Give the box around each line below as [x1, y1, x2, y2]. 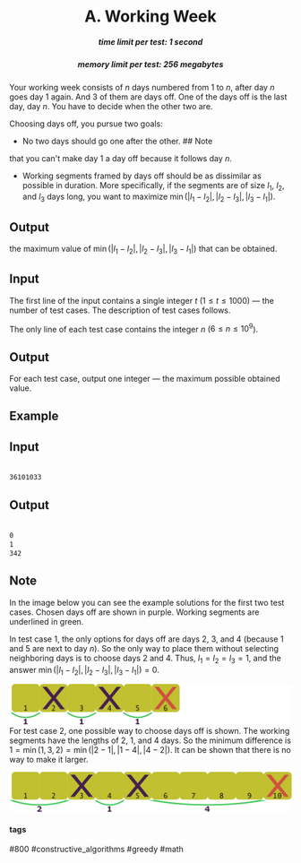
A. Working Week [84, 6, 217, 27]
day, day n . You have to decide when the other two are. [9, 100, 213, 111]
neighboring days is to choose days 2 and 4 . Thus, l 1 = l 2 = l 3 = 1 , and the [9, 652, 282, 665]
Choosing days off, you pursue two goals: [9, 118, 163, 129]
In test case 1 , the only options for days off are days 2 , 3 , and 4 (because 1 [9, 634, 284, 644]
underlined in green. [9, 616, 84, 626]
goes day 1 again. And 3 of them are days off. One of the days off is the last [9, 91, 288, 102]
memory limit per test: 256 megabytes [77, 59, 224, 70]
